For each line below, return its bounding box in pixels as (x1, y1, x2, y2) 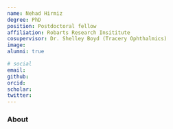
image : (7, 42, 26, 48)
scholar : (7, 86, 32, 93)
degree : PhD (7, 16, 41, 23)
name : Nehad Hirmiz (7, 10, 63, 17)
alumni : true (7, 48, 45, 55)
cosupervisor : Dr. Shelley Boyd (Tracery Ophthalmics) (7, 35, 168, 42)
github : (7, 73, 30, 80)
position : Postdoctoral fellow (7, 23, 97, 29)
